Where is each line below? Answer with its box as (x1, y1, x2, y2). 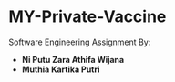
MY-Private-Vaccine (8, 6, 167, 27)
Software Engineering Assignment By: (8, 36, 151, 47)
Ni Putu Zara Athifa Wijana (21, 54, 125, 65)
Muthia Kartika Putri (21, 64, 100, 75)
